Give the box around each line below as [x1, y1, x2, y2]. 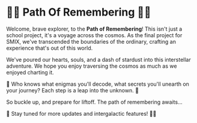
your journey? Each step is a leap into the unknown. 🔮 [6, 86, 139, 94]
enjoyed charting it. [6, 68, 54, 76]
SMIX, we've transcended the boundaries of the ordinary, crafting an [6, 38, 176, 45]
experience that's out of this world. [6, 44, 93, 52]
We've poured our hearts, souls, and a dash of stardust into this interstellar [6, 56, 191, 63]
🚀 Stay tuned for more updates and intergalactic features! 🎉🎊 [6, 110, 157, 117]
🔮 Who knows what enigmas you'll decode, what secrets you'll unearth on [6, 80, 189, 88]
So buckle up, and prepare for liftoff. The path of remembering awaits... [6, 98, 183, 106]
